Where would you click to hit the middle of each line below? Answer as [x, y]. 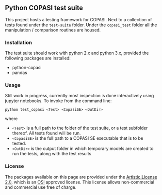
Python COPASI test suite [44, 8]
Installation [19, 42]
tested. [19, 143]
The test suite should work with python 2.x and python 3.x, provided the [77, 53]
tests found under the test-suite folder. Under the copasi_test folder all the [81, 25]
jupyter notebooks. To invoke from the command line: [58, 101]
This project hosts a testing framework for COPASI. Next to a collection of [79, 19]
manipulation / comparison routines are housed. [53, 30]
